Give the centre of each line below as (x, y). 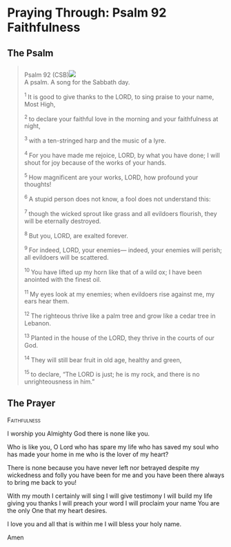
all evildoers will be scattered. (66, 257)
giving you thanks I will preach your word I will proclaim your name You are (113, 503)
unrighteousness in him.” (59, 382)
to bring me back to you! (42, 482)
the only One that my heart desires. (57, 510)
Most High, (40, 104)
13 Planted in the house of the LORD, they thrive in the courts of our (119, 337)
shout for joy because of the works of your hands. (95, 162)
